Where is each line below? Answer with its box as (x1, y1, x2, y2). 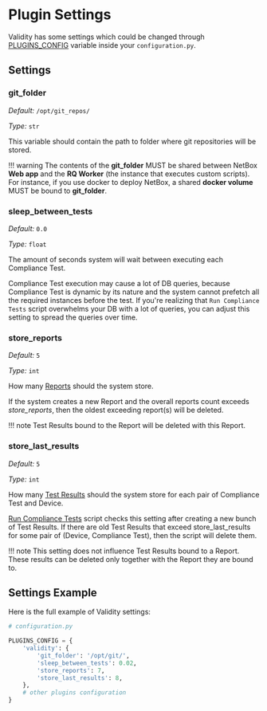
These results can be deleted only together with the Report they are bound (8, 554, 253, 564)
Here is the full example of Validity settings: (8, 607, 151, 617)
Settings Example (8, 586, 97, 599)
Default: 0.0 (8, 223, 48, 233)
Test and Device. (8, 498, 64, 508)
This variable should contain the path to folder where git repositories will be (8, 136, 257, 146)
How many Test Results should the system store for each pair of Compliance (8, 489, 260, 499)
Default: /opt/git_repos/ (8, 105, 90, 115)
